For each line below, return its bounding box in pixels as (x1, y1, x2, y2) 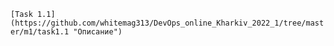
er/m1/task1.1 (10, 27, 70, 37)
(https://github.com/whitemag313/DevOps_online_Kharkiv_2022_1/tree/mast (10, 18, 325, 28)
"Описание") (73, 27, 123, 37)
